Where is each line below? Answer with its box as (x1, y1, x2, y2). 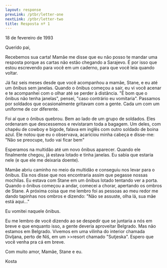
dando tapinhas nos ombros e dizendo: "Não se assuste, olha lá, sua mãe (5, 193, 156, 199)
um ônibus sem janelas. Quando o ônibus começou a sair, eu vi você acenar (5, 85, 162, 91)
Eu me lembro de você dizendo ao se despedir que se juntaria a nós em (5, 218, 153, 224)
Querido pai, (5, 44, 31, 50)
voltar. (5, 70, 18, 76)
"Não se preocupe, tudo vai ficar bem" (5, 137, 85, 143)
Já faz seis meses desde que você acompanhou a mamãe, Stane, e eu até (5, 80, 158, 86)
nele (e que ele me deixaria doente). (5, 157, 80, 163)
